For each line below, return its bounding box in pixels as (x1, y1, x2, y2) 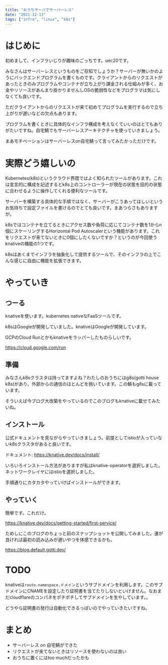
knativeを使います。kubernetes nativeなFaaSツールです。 (5, 313, 124, 319)
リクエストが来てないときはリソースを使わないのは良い (12, 648, 127, 654)
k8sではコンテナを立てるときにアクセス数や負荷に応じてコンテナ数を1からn (5, 222, 162, 228)
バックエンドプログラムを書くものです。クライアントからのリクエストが (14, 75, 163, 81)
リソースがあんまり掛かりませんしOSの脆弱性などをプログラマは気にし (14, 87, 160, 93)
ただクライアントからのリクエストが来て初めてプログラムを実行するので (5, 104, 154, 110)
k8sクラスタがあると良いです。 (9, 441, 74, 447)
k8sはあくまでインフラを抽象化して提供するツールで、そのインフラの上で (5, 251, 157, 257)
